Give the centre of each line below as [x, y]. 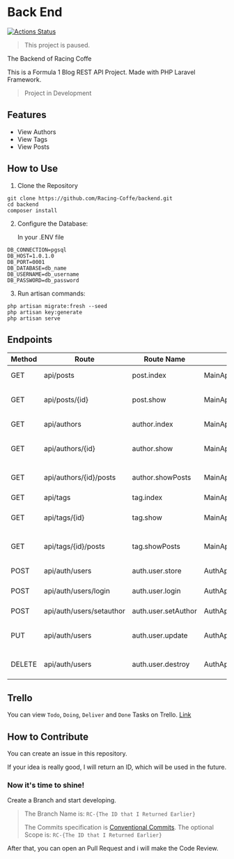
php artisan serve [34, 318]
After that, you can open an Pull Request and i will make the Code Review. [113, 849]
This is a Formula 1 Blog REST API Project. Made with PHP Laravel [101, 72]
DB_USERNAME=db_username [43, 274]
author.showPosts [162, 478]
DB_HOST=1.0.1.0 [31, 256]
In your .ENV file [40, 237]
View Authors [37, 132]
